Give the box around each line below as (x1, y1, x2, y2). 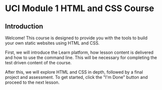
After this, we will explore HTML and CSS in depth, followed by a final (5, 69, 144, 75)
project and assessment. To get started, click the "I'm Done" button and (5, 75, 148, 80)
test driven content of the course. (5, 60, 72, 65)
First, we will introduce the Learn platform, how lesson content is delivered (5, 49, 154, 55)
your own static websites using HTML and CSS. (5, 40, 100, 46)
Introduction (5, 22, 44, 30)
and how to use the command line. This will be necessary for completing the (5, 55, 157, 60)
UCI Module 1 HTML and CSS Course (5, 3, 154, 14)
